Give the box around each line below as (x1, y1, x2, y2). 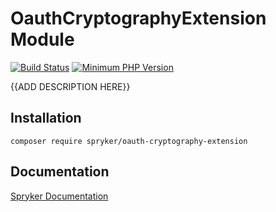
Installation (10, 110, 82, 127)
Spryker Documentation (10, 190, 109, 202)
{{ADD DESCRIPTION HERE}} (10, 80, 131, 92)
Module (10, 28, 75, 51)
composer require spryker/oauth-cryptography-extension (10, 136, 248, 146)
